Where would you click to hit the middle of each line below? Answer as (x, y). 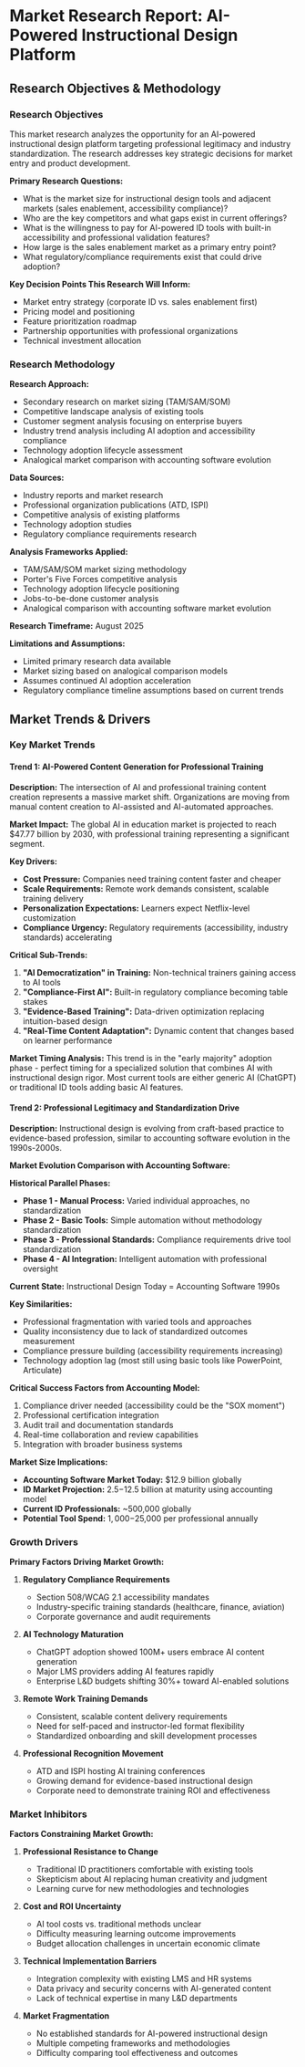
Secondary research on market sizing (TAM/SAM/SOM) (127, 402)
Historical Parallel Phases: (60, 1183)
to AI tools (41, 982)
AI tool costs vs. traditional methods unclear (119, 1924)
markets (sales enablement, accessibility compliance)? (125, 208)
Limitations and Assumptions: (67, 643)
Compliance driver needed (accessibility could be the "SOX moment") (154, 1405)
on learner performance (67, 1040)
